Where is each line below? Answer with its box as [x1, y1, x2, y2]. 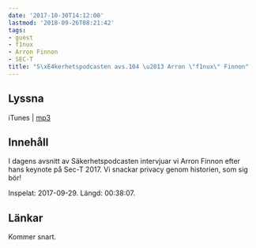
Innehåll [8, 135, 49, 149]
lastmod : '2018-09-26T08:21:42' [8, 19, 115, 27]
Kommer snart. [8, 232, 57, 242]
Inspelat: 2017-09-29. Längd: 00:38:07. [8, 188, 136, 198]
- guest [8, 33, 34, 42]
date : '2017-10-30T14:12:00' [8, 11, 104, 20]
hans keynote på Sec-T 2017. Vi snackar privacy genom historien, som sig [8, 165, 249, 174]
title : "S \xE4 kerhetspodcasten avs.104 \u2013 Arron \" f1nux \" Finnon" [8, 63, 249, 71]
